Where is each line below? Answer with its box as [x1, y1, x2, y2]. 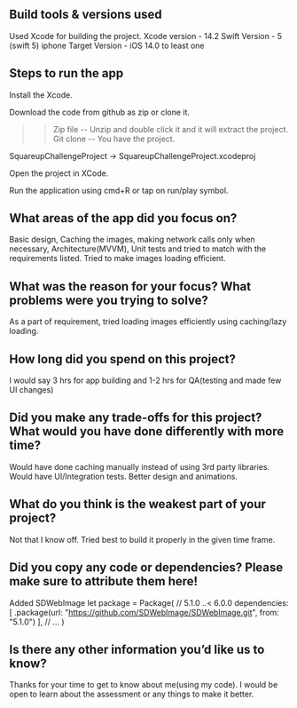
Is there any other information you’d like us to [9, 641, 265, 656]
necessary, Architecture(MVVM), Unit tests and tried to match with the [9, 243, 267, 254]
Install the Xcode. [9, 89, 73, 100]
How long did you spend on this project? [9, 351, 237, 367]
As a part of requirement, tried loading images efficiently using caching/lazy [9, 316, 287, 327]
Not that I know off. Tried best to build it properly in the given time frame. [9, 534, 276, 545]
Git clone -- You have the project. [52, 133, 176, 144]
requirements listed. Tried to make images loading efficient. [9, 253, 226, 264]
